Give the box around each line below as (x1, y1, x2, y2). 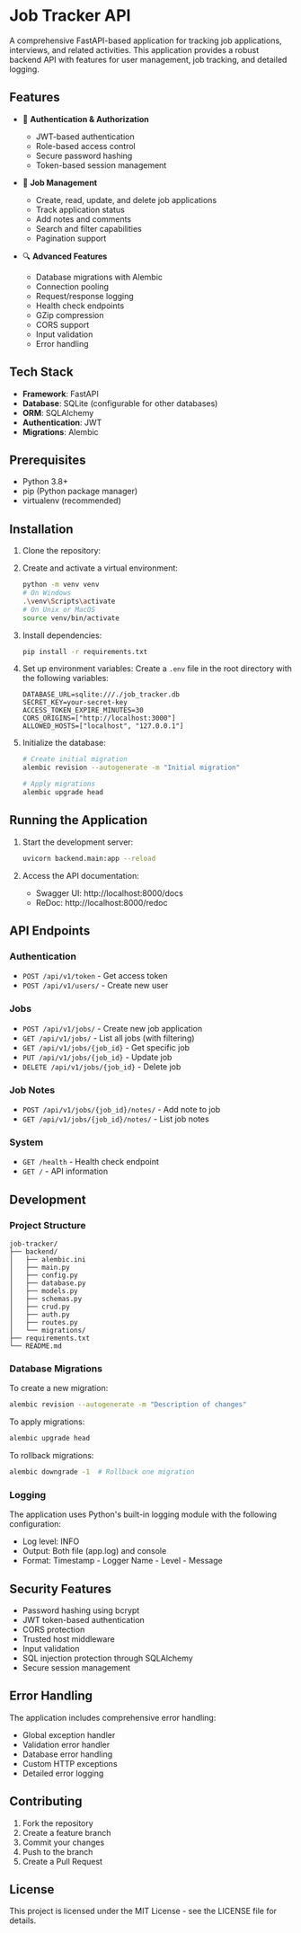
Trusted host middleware (22, 1633, 115, 1645)
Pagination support (35, 233, 107, 244)
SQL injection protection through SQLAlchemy (22, 1653, 193, 1663)
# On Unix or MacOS (22, 605, 96, 614)
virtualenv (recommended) (22, 495, 121, 506)
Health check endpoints (35, 300, 125, 311)
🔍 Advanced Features (22, 251, 108, 262)
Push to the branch (22, 1846, 93, 1857)
